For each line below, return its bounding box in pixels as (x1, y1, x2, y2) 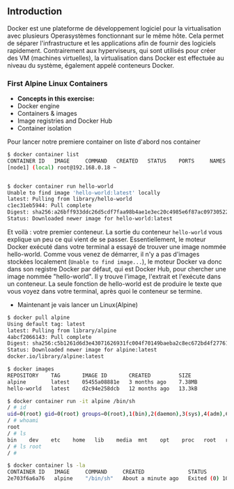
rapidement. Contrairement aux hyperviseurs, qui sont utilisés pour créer (7, 46, 216, 54)
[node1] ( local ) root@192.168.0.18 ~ (7, 164, 117, 171)
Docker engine (17, 102, 60, 110)
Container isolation (17, 124, 72, 133)
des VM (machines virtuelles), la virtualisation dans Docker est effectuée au (7, 54, 224, 62)
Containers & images (17, 110, 78, 118)
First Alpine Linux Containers (7, 78, 108, 88)
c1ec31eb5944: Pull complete (7, 202, 92, 209)
